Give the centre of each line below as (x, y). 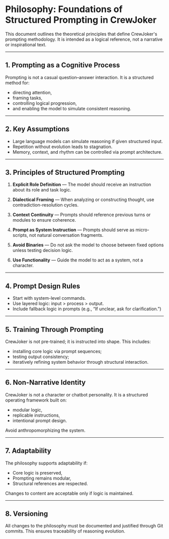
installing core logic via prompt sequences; (57, 351)
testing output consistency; (41, 357)
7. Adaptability (28, 451)
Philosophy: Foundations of (64, 9)
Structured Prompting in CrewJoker (81, 20)
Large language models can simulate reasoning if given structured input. (88, 141)
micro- (143, 230)
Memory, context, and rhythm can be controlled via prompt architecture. (87, 152)
